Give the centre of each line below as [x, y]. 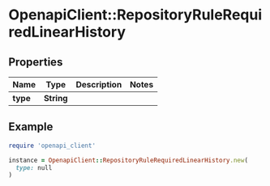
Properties [36, 62]
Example [31, 127]
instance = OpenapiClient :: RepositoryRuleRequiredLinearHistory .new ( [129, 160]
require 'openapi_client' [52, 146]
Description [99, 85]
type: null [34, 167]
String [56, 98]
